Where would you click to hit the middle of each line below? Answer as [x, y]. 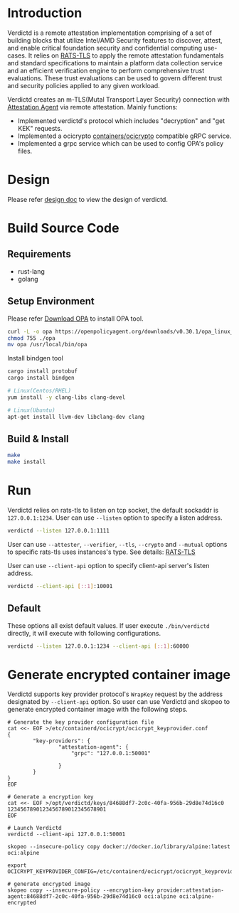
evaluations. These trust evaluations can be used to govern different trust [115, 78]
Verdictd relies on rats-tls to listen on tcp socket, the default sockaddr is [113, 511]
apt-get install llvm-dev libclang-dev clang [76, 417]
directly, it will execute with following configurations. [84, 633]
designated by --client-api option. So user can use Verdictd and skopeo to [118, 702]
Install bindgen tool [36, 358]
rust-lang [31, 271]
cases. [17, 55]
